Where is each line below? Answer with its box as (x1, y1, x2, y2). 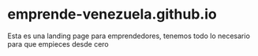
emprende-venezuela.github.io (7, 5, 218, 23)
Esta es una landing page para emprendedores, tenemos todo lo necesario (7, 31, 250, 40)
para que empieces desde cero (7, 39, 110, 48)
